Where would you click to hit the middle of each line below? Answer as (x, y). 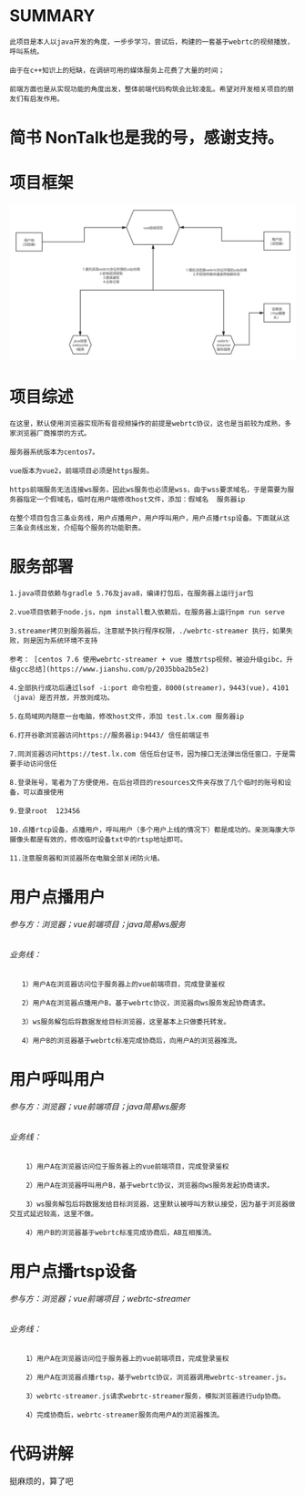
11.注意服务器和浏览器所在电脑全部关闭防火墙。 (87, 858)
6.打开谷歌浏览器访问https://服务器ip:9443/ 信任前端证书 (109, 735)
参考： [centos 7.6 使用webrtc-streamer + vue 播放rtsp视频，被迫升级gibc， (148, 659)
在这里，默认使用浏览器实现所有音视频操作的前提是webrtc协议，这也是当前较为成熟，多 (150, 423)
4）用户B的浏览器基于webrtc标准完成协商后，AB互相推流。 (121, 1232)
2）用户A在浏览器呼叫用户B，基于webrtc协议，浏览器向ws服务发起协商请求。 (150, 1185)
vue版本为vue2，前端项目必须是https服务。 (81, 470)
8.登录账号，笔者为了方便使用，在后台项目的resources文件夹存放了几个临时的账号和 (147, 782)
